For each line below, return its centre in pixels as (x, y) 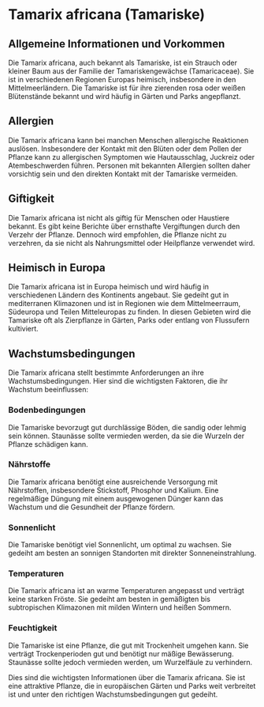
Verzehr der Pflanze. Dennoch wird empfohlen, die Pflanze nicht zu (117, 234)
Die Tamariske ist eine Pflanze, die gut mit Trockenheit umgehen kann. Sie (128, 645)
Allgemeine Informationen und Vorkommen (117, 44)
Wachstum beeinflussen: (48, 390)
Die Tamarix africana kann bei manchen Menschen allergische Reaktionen (128, 140)
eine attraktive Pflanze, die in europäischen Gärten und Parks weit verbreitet (132, 686)
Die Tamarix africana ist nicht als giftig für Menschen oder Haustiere (119, 217)
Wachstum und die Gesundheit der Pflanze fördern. (92, 507)
